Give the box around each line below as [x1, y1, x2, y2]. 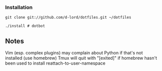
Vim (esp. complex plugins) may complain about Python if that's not [5, 50, 143, 56]
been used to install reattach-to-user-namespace [5, 60, 106, 66]
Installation [5, 4, 33, 11]
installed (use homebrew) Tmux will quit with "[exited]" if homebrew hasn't [5, 55, 157, 61]
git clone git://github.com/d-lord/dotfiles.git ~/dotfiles [5, 15, 132, 20]
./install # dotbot [5, 24, 45, 28]
